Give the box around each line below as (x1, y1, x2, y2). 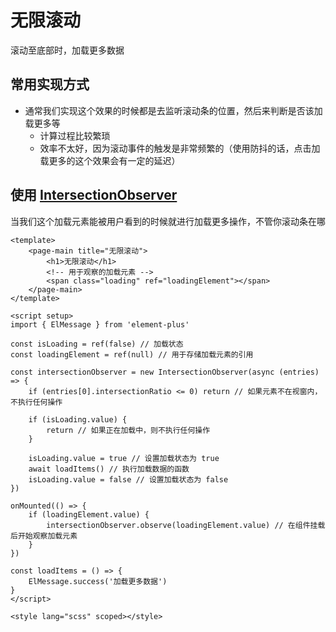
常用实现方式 (10, 76, 90, 93)
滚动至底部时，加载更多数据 (10, 44, 125, 56)
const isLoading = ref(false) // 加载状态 (10, 339, 184, 349)
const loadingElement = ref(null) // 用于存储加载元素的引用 (10, 349, 254, 360)
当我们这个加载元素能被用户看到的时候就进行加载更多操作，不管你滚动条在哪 (10, 215, 326, 227)
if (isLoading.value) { (28, 414, 128, 425)
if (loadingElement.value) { (28, 509, 150, 520)
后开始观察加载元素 (10, 531, 78, 541)
